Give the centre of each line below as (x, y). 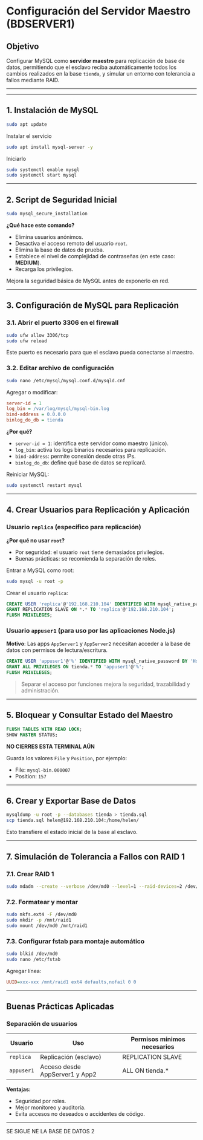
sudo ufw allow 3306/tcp (37, 335)
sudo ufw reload (27, 341)
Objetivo (23, 46)
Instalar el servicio (29, 136)
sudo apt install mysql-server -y (50, 147)
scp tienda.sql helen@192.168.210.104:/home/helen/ (72, 821)
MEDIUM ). (28, 262)
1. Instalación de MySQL (52, 110)
